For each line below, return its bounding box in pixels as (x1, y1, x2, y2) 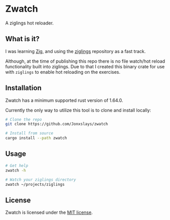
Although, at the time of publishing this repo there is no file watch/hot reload (5, 58, 165, 64)
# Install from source (5, 131, 53, 136)
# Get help (5, 163, 29, 168)
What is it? (5, 35, 40, 43)
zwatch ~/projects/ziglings (5, 182, 65, 187)
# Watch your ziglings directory (5, 177, 76, 182)
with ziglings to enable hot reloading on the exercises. (5, 69, 121, 75)
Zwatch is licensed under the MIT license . (5, 209, 93, 215)
